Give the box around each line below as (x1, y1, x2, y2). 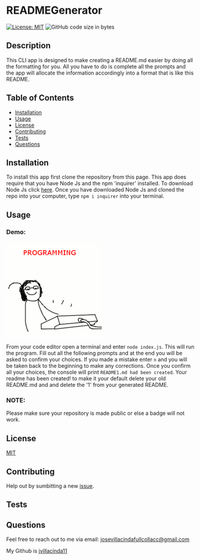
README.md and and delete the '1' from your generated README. (6, 381, 169, 389)
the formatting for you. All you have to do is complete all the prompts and (6, 63, 186, 70)
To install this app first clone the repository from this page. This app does (6, 174, 187, 181)
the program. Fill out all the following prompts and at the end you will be (6, 350, 183, 357)
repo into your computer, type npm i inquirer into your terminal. (6, 192, 165, 200)
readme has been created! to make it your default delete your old (6, 375, 166, 382)
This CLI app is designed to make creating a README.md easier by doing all (6, 56, 193, 63)
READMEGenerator (6, 4, 103, 17)
